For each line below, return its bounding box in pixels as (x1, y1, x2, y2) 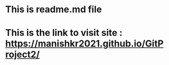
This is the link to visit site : (5, 27, 123, 39)
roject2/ (5, 49, 40, 60)
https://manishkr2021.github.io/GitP (5, 38, 164, 50)
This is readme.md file (5, 4, 102, 15)
